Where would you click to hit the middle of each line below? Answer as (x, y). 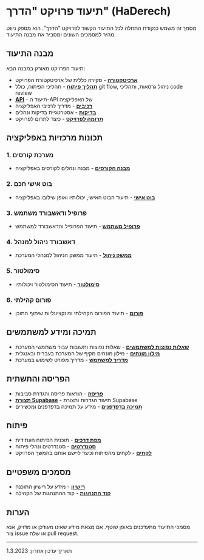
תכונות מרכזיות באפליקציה (55, 138)
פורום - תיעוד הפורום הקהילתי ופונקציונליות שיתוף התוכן (79, 313)
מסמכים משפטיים (39, 472)
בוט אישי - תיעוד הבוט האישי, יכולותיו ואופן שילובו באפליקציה (85, 197)
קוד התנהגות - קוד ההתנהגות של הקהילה (63, 493)
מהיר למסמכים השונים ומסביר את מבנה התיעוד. (61, 34)
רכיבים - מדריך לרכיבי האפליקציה (54, 106)
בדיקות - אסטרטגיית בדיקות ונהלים (56, 112)
